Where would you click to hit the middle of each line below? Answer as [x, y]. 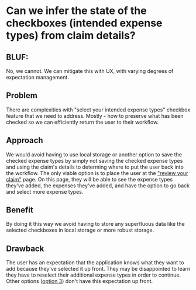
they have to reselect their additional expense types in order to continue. [94, 275]
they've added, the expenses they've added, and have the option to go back [98, 186]
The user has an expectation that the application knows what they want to [95, 263]
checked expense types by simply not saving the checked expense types [94, 160]
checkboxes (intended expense [84, 23]
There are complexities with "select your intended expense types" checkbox [98, 110]
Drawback [25, 248]
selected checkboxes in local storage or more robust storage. [80, 230]
